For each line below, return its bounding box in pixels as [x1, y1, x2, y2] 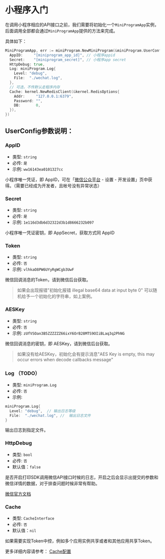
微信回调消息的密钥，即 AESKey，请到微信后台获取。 [5, 340, 113, 347]
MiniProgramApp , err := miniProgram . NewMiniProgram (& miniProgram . [5, 48, 144, 53]
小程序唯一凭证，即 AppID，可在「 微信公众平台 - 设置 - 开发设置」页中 [5, 177, 148, 182]
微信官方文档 [5, 491, 31, 497]
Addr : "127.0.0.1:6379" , [14, 94, 74, 99]
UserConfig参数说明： [5, 127, 74, 135]
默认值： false [12, 464, 41, 470]
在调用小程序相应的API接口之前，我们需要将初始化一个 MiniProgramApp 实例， [5, 22, 159, 28]
